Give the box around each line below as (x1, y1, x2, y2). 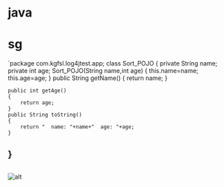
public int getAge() (8, 88, 68, 95)
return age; (20, 99, 54, 106)
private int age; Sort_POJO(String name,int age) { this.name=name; (8, 67, 198, 75)
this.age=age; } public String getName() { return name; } (8, 74, 168, 82)
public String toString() (8, 112, 82, 119)
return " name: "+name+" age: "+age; (20, 124, 135, 130)
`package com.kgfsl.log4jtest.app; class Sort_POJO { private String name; (8, 59, 218, 68)
